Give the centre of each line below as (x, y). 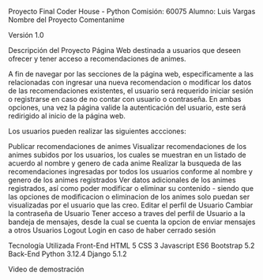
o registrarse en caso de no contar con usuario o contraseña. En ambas (125, 99)
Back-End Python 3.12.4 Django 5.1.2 (68, 254)
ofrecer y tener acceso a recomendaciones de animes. (98, 59)
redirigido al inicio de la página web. (67, 116)
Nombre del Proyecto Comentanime (66, 20)
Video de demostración (46, 269)
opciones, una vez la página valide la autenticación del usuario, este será (127, 107)
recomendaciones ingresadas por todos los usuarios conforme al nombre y (130, 172)
